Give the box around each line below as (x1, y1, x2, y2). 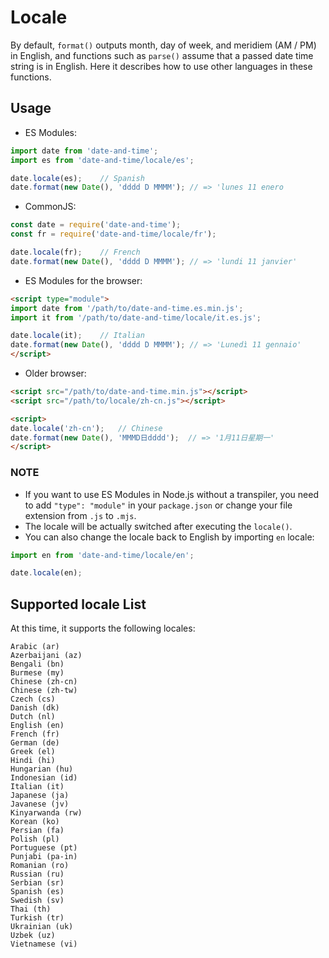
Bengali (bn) (10, 659, 65, 670)
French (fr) (10, 729, 60, 740)
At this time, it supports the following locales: (10, 622, 196, 635)
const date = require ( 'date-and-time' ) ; (10, 220, 182, 230)
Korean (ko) (10, 817, 60, 827)
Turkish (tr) (10, 913, 65, 923)
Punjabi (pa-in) (10, 852, 78, 862)
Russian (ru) (10, 869, 65, 880)
